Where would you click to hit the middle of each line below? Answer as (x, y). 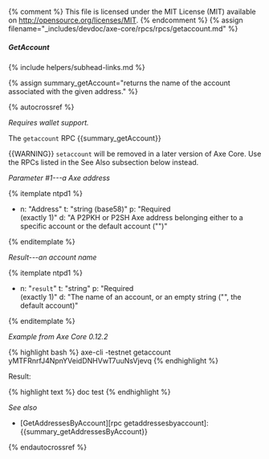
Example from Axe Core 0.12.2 (58, 336)
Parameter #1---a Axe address (59, 178)
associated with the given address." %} (73, 91)
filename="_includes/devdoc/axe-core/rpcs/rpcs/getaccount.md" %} (123, 29)
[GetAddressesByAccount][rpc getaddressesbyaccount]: (114, 423)
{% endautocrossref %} (47, 447)
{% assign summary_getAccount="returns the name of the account (119, 83)
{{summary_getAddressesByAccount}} (84, 431)
